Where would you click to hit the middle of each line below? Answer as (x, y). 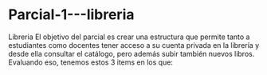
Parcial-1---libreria (71, 15)
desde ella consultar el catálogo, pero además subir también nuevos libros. (132, 53)
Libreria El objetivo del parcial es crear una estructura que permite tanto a (129, 37)
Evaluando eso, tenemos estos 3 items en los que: (91, 62)
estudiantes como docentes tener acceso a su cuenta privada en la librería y (134, 45)
